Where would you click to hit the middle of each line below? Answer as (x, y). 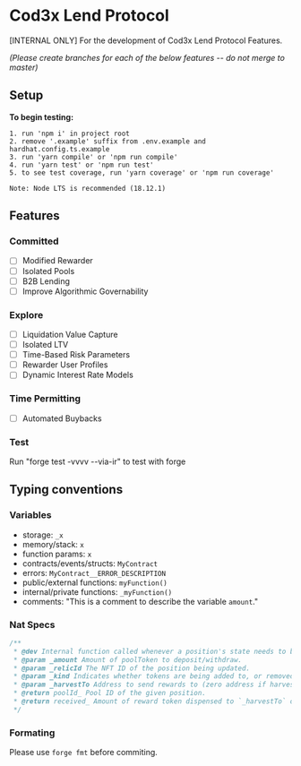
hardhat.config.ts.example (60, 149)
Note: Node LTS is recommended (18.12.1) (88, 188)
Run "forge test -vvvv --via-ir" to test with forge (98, 461)
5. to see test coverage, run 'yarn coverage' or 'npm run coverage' (142, 172)
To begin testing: (42, 116)
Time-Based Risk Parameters (76, 355)
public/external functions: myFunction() (95, 582)
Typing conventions (66, 490)
